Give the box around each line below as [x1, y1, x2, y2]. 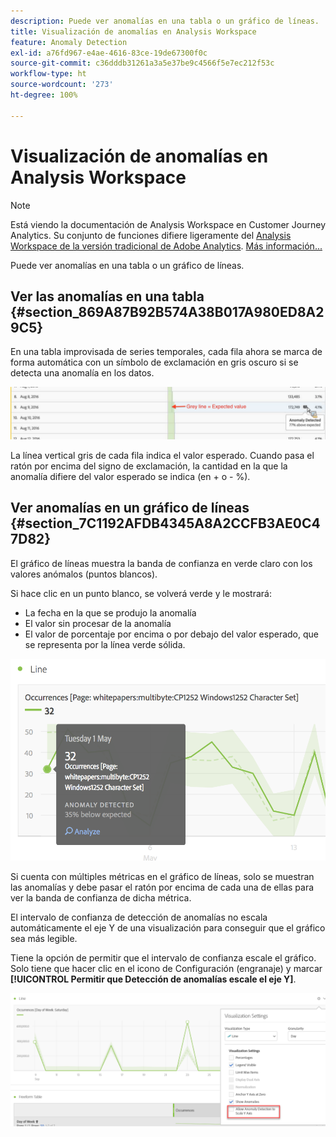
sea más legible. [10, 932, 78, 944]
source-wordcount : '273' [10, 80, 114, 90]
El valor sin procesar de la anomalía [24, 617, 172, 629]
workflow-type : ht [10, 69, 87, 79]
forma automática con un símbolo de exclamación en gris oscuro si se [10, 356, 299, 369]
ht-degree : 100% [10, 90, 78, 100]
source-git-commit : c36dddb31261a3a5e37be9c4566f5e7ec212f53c [10, 58, 275, 69]
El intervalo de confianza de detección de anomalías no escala [10, 911, 268, 923]
